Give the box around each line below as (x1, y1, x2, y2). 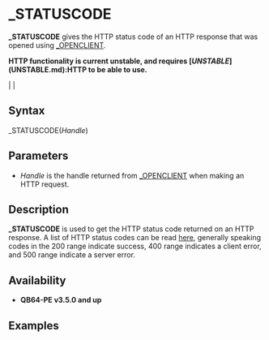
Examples (8, 318, 59, 333)
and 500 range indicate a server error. (8, 250, 136, 260)
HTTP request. (19, 179, 70, 189)
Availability (8, 273, 66, 287)
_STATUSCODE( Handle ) (8, 125, 89, 135)
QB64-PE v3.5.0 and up (19, 295, 102, 305)
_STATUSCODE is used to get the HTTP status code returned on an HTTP (8, 224, 254, 234)
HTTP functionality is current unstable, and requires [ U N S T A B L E (8, 56, 230, 66)
